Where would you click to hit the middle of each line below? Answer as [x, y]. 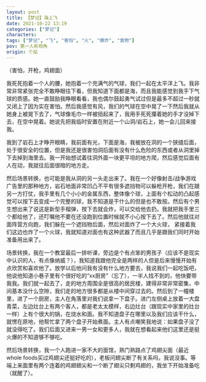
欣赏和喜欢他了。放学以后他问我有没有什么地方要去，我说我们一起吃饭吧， [105, 268]
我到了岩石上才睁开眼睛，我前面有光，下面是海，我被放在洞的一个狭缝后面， [103, 142]
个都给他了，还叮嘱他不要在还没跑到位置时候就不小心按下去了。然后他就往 [100, 216]
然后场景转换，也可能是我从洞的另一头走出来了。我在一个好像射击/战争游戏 [101, 178]
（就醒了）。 [21, 373]
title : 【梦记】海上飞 [32, 18]
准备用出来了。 [25, 239]
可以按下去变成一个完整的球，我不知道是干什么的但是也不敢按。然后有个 [103, 201]
